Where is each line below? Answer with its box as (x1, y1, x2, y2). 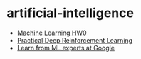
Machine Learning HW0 (16, 28, 87, 37)
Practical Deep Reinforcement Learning (16, 36, 133, 44)
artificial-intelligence (6, 5, 135, 21)
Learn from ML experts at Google (16, 43, 115, 52)
